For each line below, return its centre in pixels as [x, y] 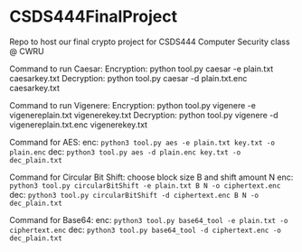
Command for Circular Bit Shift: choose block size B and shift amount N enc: [151, 177]
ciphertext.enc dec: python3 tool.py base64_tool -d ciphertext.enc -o [146, 229]
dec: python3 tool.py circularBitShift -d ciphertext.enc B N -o [134, 194]
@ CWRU [27, 51]
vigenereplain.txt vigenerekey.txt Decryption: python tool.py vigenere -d [144, 115]
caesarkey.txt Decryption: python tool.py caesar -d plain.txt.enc [128, 78]
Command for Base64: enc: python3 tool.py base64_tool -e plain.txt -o [149, 219]
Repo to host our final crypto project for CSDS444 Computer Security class [150, 42]
